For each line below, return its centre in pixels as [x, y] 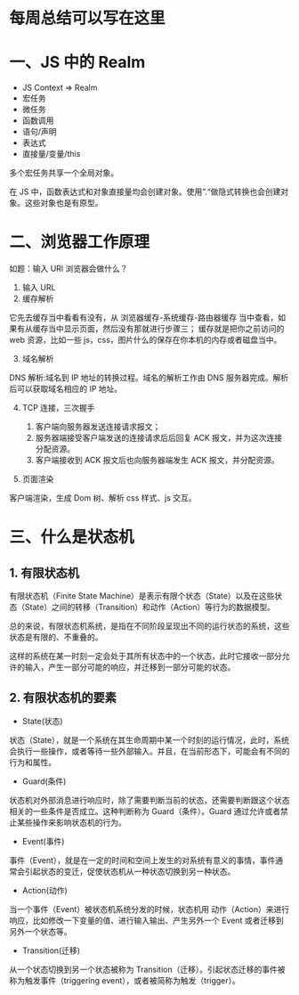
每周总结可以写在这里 [88, 18]
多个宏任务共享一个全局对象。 [64, 173]
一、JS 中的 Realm [77, 62]
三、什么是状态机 [72, 538]
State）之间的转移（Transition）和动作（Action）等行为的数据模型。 [150, 608]
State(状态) [43, 721]
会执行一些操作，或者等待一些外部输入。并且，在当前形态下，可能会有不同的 [149, 751]
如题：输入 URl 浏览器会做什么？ [69, 269]
